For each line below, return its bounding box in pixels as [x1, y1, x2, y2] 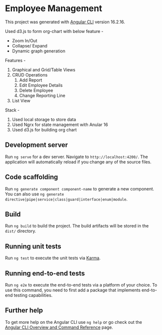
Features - [5, 57, 26, 63]
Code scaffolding [5, 173, 58, 181]
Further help [5, 306, 44, 315]
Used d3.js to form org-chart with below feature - [5, 28, 104, 34]
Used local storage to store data [12, 116, 76, 122]
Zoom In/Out [12, 37, 38, 44]
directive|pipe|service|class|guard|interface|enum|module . [5, 196, 128, 202]
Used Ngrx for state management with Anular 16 [12, 122, 108, 128]
